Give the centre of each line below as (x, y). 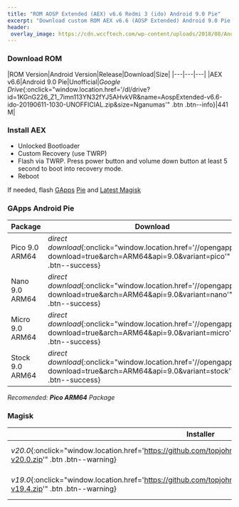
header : (19, 27)
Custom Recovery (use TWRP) (62, 153)
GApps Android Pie (41, 208)
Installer (201, 434)
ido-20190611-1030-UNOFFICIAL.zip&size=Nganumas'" (89, 105)
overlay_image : (33, 34)
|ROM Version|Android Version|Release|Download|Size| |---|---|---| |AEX (115, 74)
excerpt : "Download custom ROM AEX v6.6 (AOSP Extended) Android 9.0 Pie (119, 21)
